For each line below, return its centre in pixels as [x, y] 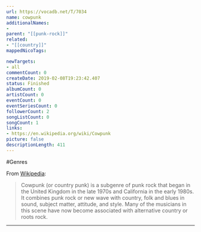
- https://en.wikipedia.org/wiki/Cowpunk [59, 134]
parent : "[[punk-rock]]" [37, 34]
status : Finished [28, 84]
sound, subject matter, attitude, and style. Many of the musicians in [103, 204]
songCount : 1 [22, 123]
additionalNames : [28, 23]
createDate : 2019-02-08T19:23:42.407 [53, 78]
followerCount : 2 [28, 111]
